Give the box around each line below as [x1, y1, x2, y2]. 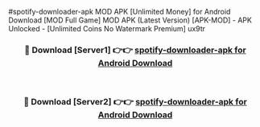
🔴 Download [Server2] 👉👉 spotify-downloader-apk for [23, 96, 247, 108]
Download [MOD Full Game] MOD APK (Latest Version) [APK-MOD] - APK [8, 15, 252, 25]
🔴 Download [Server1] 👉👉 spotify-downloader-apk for [23, 44, 247, 55]
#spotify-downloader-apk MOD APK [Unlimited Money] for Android [8, 7, 231, 16]
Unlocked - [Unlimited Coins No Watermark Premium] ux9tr [8, 24, 206, 33]
